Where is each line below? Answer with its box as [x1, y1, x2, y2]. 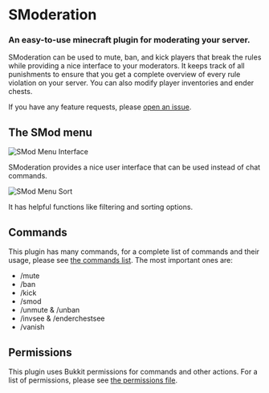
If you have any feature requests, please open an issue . [8, 102, 192, 112]
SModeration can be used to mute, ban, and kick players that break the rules [8, 52, 262, 62]
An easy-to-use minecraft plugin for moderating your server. [8, 35, 251, 46]
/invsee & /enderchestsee [19, 313, 106, 323]
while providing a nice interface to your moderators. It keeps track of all [8, 61, 245, 71]
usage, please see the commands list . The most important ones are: [8, 256, 233, 265]
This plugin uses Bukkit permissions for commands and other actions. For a [8, 366, 258, 376]
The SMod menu [8, 125, 92, 139]
